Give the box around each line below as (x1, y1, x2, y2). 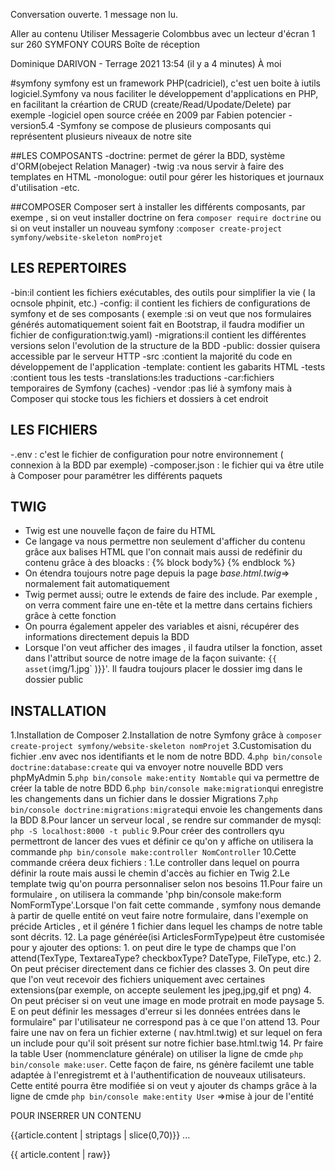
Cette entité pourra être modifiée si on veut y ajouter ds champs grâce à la (10, 1080, 318, 1092)
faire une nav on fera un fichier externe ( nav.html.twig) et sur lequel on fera (10, 1027, 323, 1039)
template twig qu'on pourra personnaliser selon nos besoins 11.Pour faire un (10, 878, 323, 890)
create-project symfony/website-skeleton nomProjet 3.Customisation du (10, 740, 312, 752)
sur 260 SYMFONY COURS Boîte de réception (10, 39, 200, 50)
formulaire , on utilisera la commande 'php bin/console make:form (10, 889, 282, 901)
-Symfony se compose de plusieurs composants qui (56, 120, 272, 131)
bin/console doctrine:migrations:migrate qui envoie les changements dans (10, 804, 323, 816)
